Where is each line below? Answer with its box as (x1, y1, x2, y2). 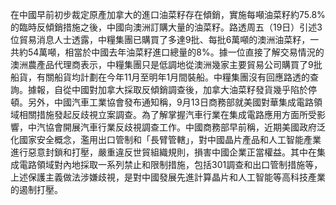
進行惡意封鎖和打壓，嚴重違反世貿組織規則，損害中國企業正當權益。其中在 (10, 146, 317, 158)
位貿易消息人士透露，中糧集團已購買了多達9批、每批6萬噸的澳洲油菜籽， (10, 34, 311, 45)
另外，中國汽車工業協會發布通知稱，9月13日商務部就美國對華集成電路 (27, 96, 315, 108)
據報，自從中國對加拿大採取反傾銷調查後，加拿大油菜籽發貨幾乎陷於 (27, 84, 308, 95)
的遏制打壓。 (10, 184, 63, 195)
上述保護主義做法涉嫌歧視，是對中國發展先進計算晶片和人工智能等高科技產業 (10, 171, 326, 183)
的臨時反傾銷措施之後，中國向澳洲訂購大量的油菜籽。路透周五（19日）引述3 (10, 21, 323, 33)
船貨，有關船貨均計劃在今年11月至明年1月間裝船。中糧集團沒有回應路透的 (10, 71, 311, 83)
